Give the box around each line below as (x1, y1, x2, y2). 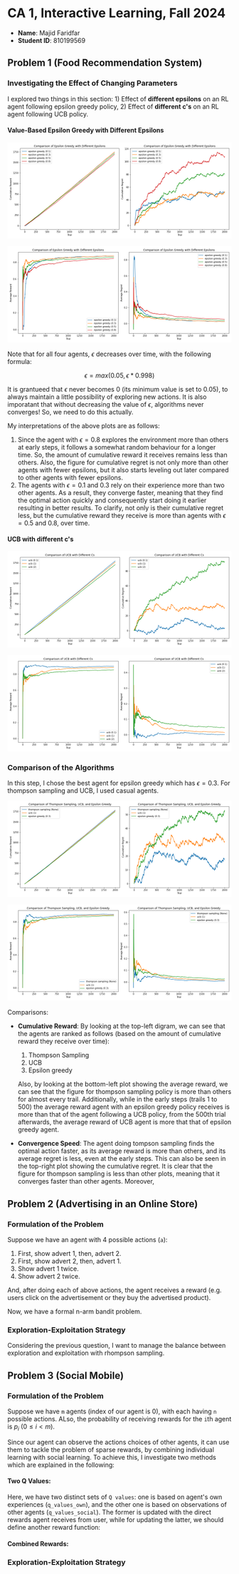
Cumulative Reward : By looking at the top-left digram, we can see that (17, 1022, 225, 1030)
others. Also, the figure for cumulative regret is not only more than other (17, 458, 229, 467)
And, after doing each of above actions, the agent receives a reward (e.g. (7, 1286, 222, 1294)
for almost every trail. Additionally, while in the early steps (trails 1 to (17, 1095, 218, 1104)
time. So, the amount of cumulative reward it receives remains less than (17, 450, 228, 459)
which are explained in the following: (7, 1461, 115, 1469)
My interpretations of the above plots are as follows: (7, 421, 160, 430)
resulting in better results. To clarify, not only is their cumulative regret (17, 503, 224, 512)
